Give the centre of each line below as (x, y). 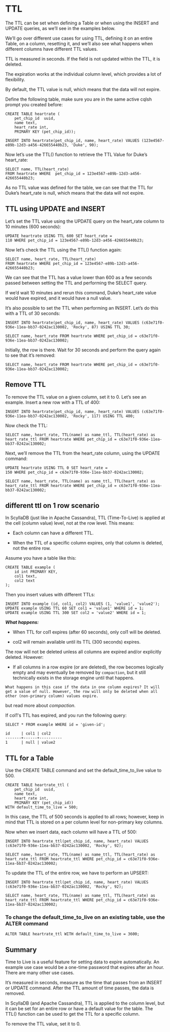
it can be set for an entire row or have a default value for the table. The (79, 1009)
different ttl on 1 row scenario (53, 506)
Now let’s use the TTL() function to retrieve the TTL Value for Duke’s (76, 154)
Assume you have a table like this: (41, 558)
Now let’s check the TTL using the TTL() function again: (63, 250)
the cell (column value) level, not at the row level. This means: (70, 523)
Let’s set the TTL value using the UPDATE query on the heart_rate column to (85, 221)
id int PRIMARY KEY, (36, 572)
